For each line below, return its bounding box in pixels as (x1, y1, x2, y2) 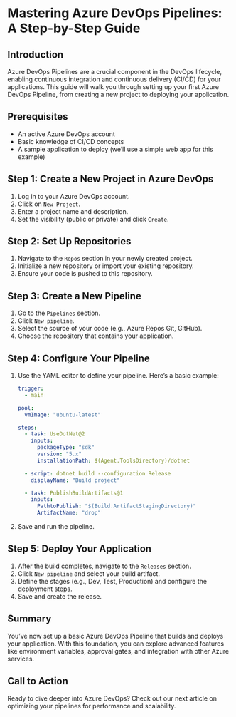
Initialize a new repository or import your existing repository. (17, 262, 194, 270)
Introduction (7, 48, 64, 61)
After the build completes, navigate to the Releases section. (17, 562, 192, 570)
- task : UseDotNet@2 (24, 430, 85, 438)
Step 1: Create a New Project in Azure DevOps (7, 173, 214, 185)
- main (24, 391, 44, 398)
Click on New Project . (17, 200, 80, 208)
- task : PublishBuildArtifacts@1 (24, 490, 124, 497)
